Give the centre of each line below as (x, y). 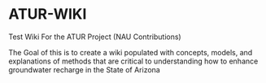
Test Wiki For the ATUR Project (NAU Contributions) (95, 37)
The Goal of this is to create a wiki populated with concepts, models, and (131, 52)
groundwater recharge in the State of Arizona (84, 69)
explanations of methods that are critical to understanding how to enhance (133, 61)
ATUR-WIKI (48, 14)
